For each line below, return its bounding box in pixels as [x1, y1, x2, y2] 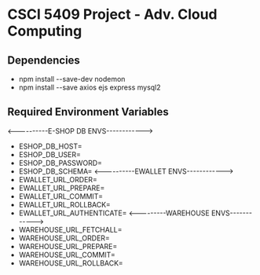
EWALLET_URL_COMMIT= [18, 191, 104, 201]
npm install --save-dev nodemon [18, 75, 126, 83]
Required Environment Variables [7, 105, 170, 119]
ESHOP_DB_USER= [18, 149, 82, 159]
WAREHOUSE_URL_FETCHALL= [18, 225, 123, 234]
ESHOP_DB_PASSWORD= [18, 158, 103, 167]
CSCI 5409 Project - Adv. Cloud [7, 5, 218, 24]
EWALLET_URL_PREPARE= [18, 183, 105, 192]
